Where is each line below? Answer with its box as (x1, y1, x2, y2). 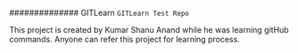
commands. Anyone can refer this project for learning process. (9, 34, 241, 44)
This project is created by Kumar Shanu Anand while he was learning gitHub (9, 25, 289, 34)
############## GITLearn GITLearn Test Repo (9, 8, 189, 18)
